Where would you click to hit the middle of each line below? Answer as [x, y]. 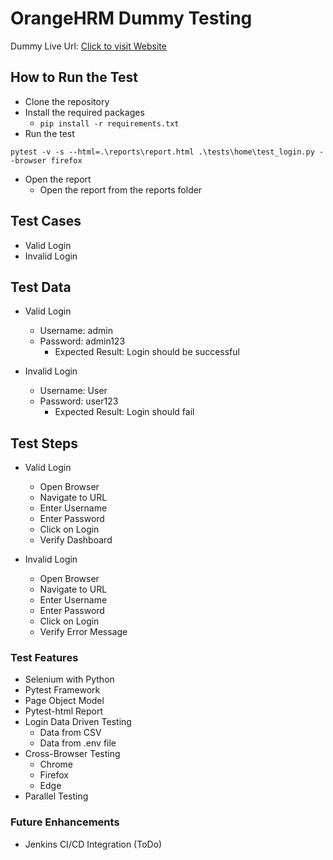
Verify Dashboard [76, 540]
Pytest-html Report [64, 711]
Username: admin [76, 331]
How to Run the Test [74, 77]
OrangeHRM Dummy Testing [131, 18]
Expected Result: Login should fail [124, 412]
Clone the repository [67, 101]
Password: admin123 [82, 341]
